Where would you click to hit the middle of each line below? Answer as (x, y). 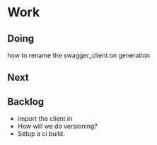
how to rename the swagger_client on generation (79, 55)
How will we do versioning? (57, 126)
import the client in (45, 119)
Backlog (26, 101)
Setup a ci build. (41, 134)
